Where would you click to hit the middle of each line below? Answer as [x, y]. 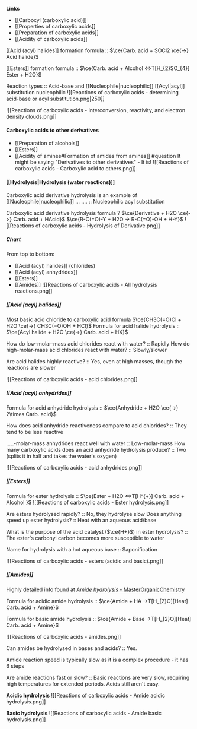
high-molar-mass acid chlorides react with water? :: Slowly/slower [87, 350]
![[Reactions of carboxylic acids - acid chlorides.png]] [72, 379]
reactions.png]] [33, 291]
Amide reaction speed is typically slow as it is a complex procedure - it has [97, 660]
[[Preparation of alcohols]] [47, 143]
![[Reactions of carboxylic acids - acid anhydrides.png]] [74, 468]
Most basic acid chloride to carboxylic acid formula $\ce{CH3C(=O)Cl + [94, 319]
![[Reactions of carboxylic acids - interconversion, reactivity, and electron [96, 110]
